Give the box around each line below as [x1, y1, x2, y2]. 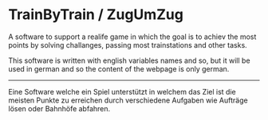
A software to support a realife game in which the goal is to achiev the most [8, 32, 257, 41]
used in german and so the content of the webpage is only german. [8, 64, 230, 73]
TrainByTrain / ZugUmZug [8, 6, 183, 24]
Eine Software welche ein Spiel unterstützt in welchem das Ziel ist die [8, 87, 237, 96]
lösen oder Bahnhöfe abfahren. [8, 103, 111, 113]
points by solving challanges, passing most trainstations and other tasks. [8, 40, 247, 49]
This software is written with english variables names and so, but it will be [8, 56, 250, 65]
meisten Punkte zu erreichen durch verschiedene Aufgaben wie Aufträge [8, 95, 249, 105]
